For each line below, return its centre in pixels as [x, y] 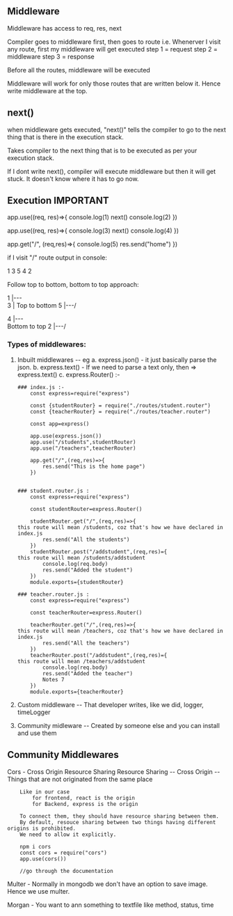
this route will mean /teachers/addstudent [81, 661]
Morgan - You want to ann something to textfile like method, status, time [111, 905]
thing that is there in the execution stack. [65, 137]
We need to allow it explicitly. [68, 835]
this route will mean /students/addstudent [81, 558]
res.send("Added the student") [88, 570]
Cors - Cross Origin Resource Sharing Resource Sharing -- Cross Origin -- [114, 771]
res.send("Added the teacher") [88, 673]
